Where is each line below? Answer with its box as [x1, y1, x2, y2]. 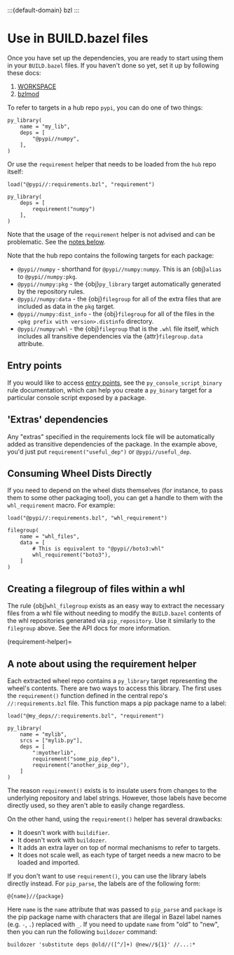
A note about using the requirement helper [7, 658, 197, 670]
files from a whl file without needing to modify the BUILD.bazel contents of [7, 609, 222, 617]
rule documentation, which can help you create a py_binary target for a [7, 386, 212, 394]
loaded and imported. [17, 858, 80, 867]
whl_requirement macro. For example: [7, 501, 116, 510]
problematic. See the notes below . [7, 237, 106, 246]
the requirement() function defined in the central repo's [7, 692, 168, 699]
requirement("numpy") [32, 205, 96, 213]
